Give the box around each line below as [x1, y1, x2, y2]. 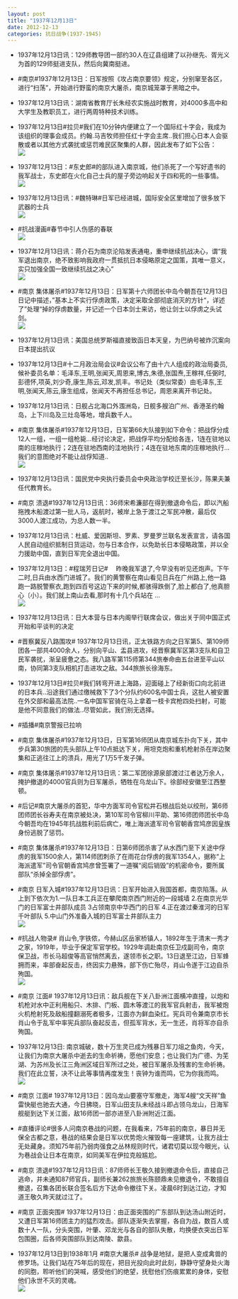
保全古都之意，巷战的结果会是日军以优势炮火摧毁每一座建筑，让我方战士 [17, 1133, 229, 1142]
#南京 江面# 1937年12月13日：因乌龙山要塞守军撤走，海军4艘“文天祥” [17, 1091, 221, 1100]
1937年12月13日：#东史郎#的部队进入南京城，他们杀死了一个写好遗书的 [17, 163, 227, 171]
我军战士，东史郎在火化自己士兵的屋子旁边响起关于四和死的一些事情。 [17, 171, 223, 180]
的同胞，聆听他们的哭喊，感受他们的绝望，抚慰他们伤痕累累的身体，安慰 [17, 1267, 229, 1276]
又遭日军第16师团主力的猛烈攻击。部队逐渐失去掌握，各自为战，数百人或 [17, 1217, 229, 1225]
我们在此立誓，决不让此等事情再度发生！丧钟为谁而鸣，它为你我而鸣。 [17, 1069, 223, 1078]
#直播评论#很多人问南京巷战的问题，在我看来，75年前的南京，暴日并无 [17, 1124, 225, 1133]
